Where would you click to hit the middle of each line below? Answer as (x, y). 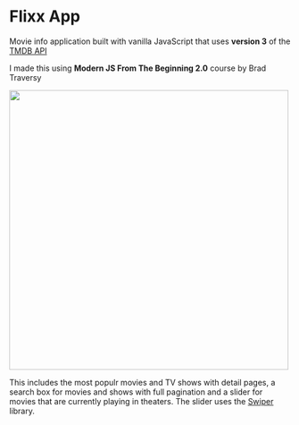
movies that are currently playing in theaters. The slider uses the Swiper (141, 401)
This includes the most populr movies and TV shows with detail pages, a (142, 382)
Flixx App (45, 17)
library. (22, 411)
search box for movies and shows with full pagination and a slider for (136, 392)
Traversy (25, 77)
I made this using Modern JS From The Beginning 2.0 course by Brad (138, 68)
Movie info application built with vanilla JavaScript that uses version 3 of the (150, 41)
